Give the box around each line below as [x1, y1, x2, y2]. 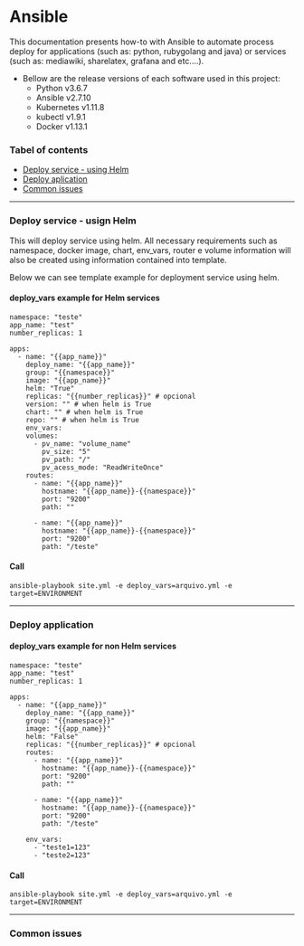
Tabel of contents [9, 143, 89, 156]
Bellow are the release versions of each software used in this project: [22, 72, 280, 83]
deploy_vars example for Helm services [9, 292, 160, 304]
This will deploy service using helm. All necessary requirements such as [9, 235, 278, 246]
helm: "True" [25, 383, 75, 393]
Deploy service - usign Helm [9, 214, 138, 227]
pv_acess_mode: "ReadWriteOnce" [42, 463, 165, 472]
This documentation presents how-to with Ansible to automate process [9, 36, 274, 47]
